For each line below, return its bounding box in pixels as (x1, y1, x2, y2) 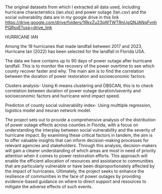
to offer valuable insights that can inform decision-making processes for (5, 137, 149, 143)
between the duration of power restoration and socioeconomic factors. (5, 74, 147, 79)
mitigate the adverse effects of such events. (5, 184, 93, 189)
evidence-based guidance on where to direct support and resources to (5, 179, 147, 184)
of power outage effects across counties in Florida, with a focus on (5, 122, 139, 128)
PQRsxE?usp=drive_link (5, 25, 52, 30)
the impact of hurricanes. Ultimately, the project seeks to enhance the (5, 168, 144, 174)
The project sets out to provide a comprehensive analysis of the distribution (5, 117, 156, 122)
